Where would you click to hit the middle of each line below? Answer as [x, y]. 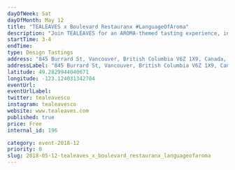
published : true [31, 117]
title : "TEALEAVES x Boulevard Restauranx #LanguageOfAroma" [98, 26]
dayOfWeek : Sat [29, 14]
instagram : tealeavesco [42, 105]
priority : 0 [24, 149]
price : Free [24, 124]
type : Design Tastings [40, 53]
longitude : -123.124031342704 [51, 78]
